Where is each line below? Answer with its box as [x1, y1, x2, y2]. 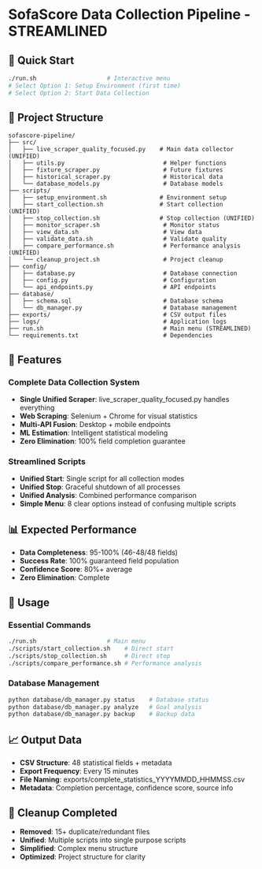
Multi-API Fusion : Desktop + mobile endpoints [19, 420, 172, 429]
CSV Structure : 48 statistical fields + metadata [19, 758, 172, 767]
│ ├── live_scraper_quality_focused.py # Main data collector [8, 146, 234, 154]
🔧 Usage [8, 596, 50, 609]
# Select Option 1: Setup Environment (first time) [8, 81, 181, 90]
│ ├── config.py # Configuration [8, 277, 216, 284]
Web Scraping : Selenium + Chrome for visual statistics [19, 411, 198, 421]
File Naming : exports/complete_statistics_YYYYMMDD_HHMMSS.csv [19, 774, 245, 785]
